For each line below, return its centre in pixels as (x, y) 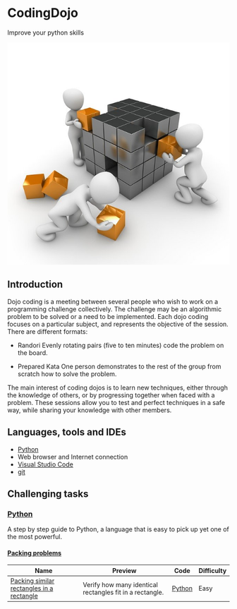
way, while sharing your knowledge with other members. (90, 410)
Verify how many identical (121, 584)
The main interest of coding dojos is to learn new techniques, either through (117, 387)
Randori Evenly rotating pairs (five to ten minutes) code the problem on (121, 345)
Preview (124, 570)
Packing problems (35, 553)
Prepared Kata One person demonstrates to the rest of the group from (119, 366)
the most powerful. (35, 537)
